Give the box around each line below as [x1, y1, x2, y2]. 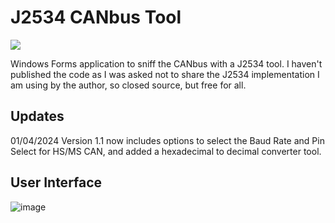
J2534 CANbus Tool [10, 6, 182, 29]
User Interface [10, 174, 103, 191]
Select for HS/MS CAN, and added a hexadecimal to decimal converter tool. [10, 145, 322, 157]
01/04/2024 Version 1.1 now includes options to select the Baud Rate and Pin [10, 134, 325, 146]
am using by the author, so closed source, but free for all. [10, 79, 247, 91]
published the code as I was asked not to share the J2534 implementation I [10, 68, 320, 80]
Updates [10, 108, 65, 125]
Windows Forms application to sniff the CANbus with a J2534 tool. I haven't [10, 57, 323, 70]
